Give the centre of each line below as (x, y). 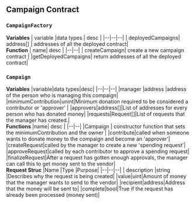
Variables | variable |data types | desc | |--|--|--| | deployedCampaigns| (93, 38)
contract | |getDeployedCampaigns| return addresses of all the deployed (94, 56)
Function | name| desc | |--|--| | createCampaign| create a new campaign (95, 50)
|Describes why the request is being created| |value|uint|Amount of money (96, 176)
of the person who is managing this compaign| (62, 95)
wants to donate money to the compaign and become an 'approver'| (88, 139)
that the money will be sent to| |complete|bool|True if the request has (90, 188)
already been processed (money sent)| (53, 195)
